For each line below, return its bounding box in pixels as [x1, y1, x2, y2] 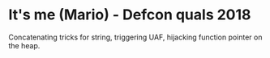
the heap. [8, 40, 41, 50]
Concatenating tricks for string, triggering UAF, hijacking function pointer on [8, 32, 263, 42]
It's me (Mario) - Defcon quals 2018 [8, 6, 251, 24]
